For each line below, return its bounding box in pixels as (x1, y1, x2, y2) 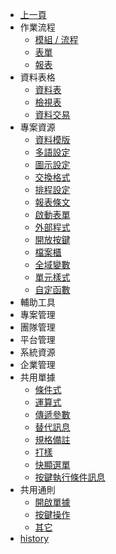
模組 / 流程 (34, 34, 79, 45)
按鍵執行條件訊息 (34, 471, 106, 483)
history (19, 533, 50, 544)
